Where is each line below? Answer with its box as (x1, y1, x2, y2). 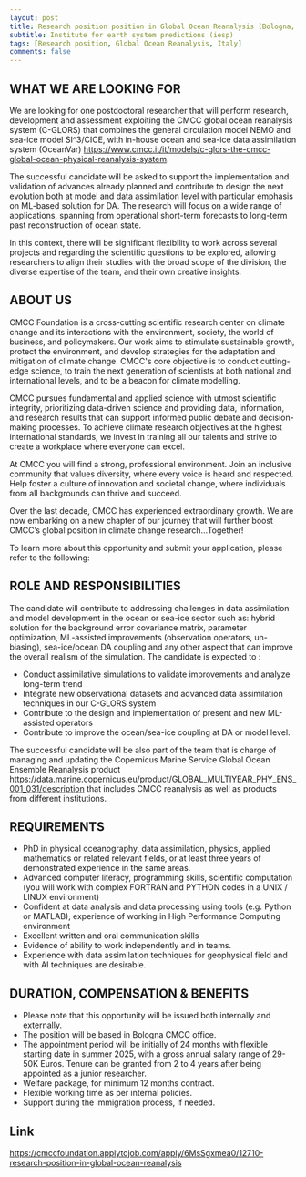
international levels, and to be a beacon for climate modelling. (9, 374, 241, 385)
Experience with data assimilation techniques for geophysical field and (22, 949, 289, 961)
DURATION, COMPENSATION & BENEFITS (9, 986, 249, 1001)
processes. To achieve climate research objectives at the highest (38, 421, 282, 433)
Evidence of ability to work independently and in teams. (22, 940, 232, 951)
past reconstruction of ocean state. (9, 220, 142, 230)
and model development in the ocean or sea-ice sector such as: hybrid (9, 612, 276, 623)
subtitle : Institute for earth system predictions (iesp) (9, 30, 234, 39)
